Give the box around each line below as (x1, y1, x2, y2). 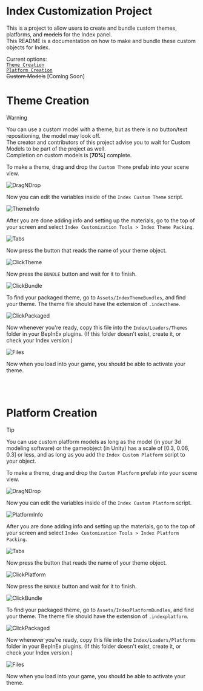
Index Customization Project (6, 4, 153, 18)
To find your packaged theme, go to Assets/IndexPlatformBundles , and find (6, 606, 194, 613)
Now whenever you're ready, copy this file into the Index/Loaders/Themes (6, 324, 188, 331)
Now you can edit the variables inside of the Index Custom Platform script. (6, 499, 192, 506)
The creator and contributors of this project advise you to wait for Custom (6, 138, 191, 146)
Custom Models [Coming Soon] (6, 72, 85, 80)
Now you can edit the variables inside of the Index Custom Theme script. (6, 193, 184, 200)
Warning (6, 114, 27, 121)
